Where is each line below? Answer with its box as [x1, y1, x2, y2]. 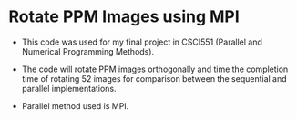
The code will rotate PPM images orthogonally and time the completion [21, 64, 289, 74]
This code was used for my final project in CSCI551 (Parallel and [21, 36, 263, 47]
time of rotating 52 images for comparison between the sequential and [21, 73, 288, 84]
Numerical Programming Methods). [21, 45, 155, 56]
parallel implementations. [21, 83, 117, 94]
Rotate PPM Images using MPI [8, 6, 241, 27]
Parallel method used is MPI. [21, 100, 129, 111]
